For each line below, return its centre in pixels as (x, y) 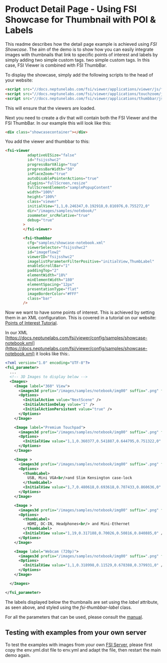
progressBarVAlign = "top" (53, 165)
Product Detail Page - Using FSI (71, 9)
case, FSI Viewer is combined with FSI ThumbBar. (56, 65)
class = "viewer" (43, 202)
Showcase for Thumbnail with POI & (81, 20)
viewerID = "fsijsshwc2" (51, 257)
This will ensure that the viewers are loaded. (50, 108)
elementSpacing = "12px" (51, 284)
